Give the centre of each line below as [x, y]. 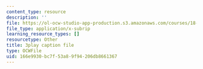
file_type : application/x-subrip [48, 28]
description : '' [27, 17]
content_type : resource [36, 12]
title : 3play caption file [40, 46]
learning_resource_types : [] [43, 34]
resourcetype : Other [32, 40]
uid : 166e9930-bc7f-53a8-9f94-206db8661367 [62, 56]
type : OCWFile [24, 51]
